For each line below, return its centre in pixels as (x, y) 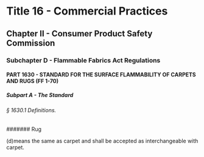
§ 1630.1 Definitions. (31, 110)
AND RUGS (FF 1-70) (33, 81)
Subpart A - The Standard (40, 95)
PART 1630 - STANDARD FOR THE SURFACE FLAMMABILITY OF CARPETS (101, 75)
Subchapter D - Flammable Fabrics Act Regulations (83, 60)
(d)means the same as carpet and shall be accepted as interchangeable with (102, 141)
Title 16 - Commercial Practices (87, 11)
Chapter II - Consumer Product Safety (79, 34)
